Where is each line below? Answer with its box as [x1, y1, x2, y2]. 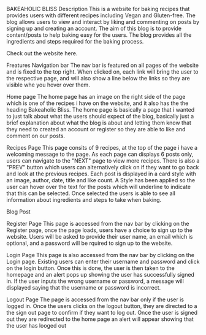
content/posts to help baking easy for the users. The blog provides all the [6, 31, 192, 39]
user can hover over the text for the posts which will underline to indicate [6, 183, 191, 190]
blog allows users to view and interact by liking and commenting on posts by [6, 18, 200, 25]
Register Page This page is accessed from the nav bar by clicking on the [6, 220, 189, 227]
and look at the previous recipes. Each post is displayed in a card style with [6, 170, 196, 177]
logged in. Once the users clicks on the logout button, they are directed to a [6, 302, 197, 309]
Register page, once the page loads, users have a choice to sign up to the [6, 226, 193, 234]
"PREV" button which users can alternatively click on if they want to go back [6, 164, 199, 171]
